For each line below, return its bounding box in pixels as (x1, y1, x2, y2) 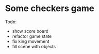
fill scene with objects (12, 43, 56, 49)
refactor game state (12, 33, 52, 39)
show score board (12, 28, 49, 34)
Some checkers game (5, 3, 95, 14)
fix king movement (12, 38, 49, 44)
